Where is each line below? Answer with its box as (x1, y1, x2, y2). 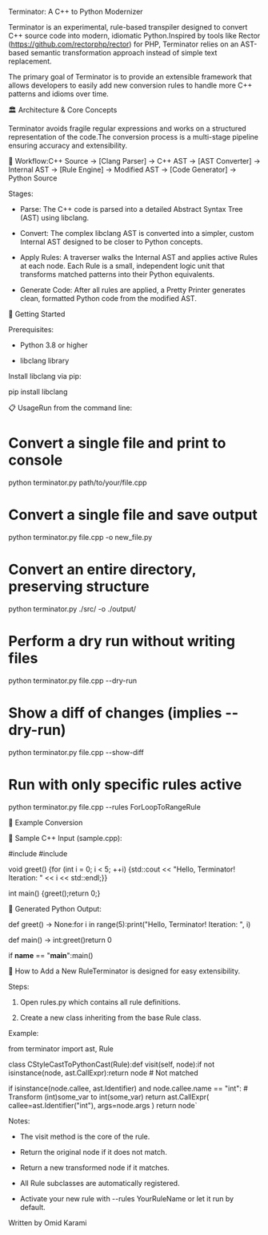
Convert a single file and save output (8, 506, 258, 524)
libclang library (19, 356, 70, 365)
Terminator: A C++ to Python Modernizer (8, 7, 143, 16)
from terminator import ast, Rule (8, 1043, 114, 1054)
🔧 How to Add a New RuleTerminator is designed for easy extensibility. (8, 966, 241, 976)
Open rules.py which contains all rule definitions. (19, 997, 182, 1006)
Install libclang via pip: (8, 372, 82, 380)
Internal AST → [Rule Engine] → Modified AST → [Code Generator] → (8, 165, 237, 174)
